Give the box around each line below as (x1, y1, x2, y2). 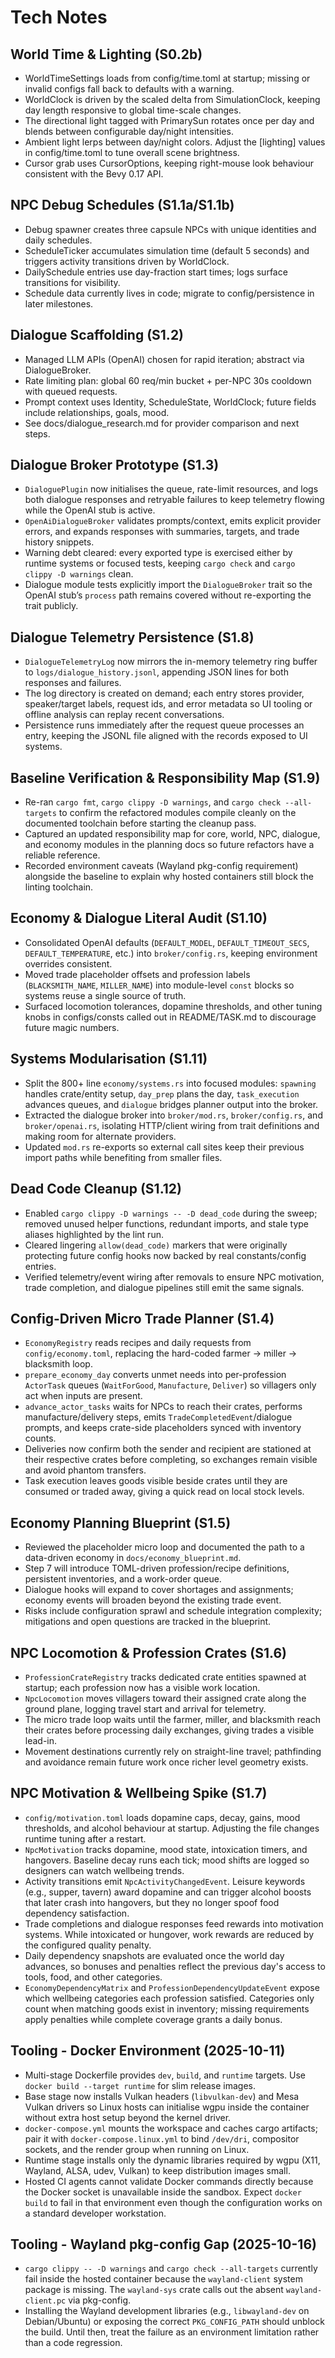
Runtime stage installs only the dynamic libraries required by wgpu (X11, (24, 2154, 321, 2166)
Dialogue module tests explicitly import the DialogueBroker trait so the (24, 579, 313, 591)
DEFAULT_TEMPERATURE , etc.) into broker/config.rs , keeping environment (24, 947, 318, 959)
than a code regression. (24, 2337, 123, 2349)
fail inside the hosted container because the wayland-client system (24, 2273, 303, 2285)
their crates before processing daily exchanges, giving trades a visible (24, 1724, 315, 1736)
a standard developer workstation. (24, 2207, 167, 2219)
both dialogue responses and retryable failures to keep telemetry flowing (24, 494, 325, 506)
